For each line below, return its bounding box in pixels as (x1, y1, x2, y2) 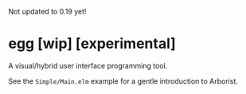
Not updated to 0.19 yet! (8, 7, 87, 16)
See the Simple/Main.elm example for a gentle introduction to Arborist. (8, 76, 239, 86)
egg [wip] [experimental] (8, 35, 177, 53)
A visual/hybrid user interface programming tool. (8, 61, 168, 70)
